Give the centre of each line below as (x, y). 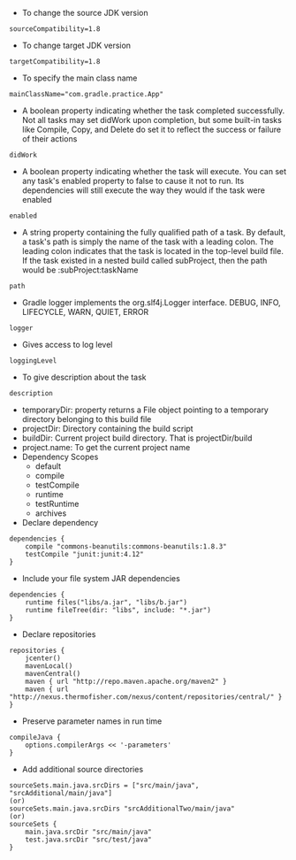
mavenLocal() (49, 666)
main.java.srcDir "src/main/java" (88, 832)
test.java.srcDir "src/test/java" (88, 840)
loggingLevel (33, 361)
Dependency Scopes (60, 457)
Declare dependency (60, 522)
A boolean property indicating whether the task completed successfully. (153, 111)
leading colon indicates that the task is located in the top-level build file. (153, 251)
